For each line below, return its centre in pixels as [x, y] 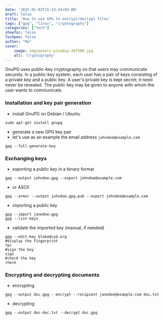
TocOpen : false [21, 37]
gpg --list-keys [22, 218]
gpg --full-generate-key [30, 146]
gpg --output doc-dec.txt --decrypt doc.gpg [51, 313]
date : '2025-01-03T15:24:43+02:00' [41, 10]
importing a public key [35, 205]
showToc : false [21, 32]
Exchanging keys [26, 158]
